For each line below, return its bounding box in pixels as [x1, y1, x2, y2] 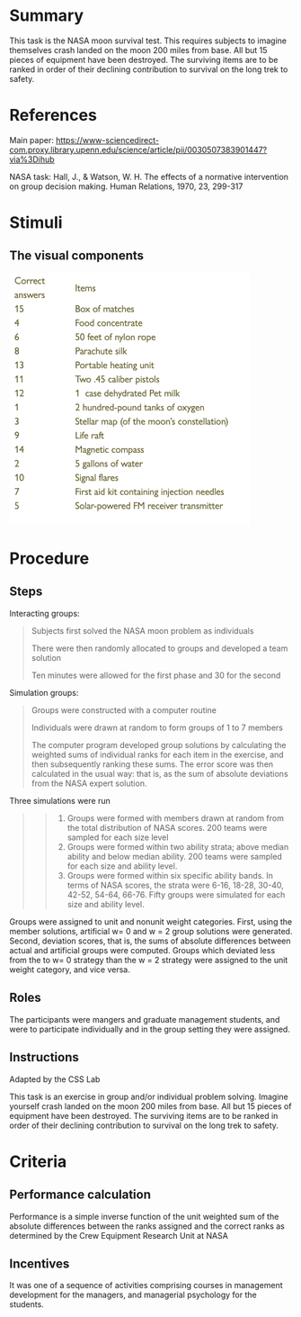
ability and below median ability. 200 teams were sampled [66, 851, 283, 861]
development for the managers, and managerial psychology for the [9, 1289, 258, 1301]
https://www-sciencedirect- [55, 134, 160, 145]
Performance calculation [9, 1187, 151, 1203]
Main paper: [9, 134, 54, 145]
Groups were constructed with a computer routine [31, 704, 217, 716]
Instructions [9, 1050, 79, 1065]
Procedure [9, 548, 90, 569]
